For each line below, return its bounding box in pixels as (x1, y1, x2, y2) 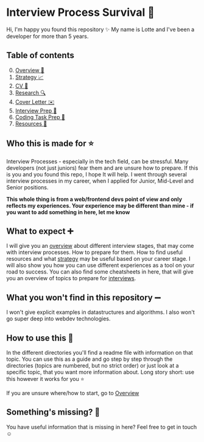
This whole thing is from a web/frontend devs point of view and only (6, 195, 183, 203)
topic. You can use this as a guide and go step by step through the (6, 355, 173, 363)
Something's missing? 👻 (6, 407, 100, 418)
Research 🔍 (15, 89, 46, 96)
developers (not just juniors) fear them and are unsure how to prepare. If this (6, 164, 199, 172)
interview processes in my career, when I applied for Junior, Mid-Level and (6, 177, 194, 184)
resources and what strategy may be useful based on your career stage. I (6, 255, 191, 263)
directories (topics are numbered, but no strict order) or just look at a (6, 362, 179, 369)
